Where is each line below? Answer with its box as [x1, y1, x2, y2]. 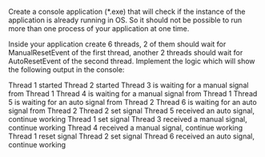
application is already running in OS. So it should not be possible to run [8, 15, 243, 25]
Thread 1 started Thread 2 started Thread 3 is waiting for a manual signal [8, 80, 249, 90]
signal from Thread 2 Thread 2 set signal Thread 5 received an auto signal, [8, 106, 255, 115]
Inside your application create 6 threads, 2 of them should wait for [8, 39, 227, 49]
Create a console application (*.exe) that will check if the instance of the [8, 7, 246, 16]
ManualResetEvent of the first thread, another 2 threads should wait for [8, 48, 243, 57]
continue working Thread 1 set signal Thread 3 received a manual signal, [8, 115, 248, 123]
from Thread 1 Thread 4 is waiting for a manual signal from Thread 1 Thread [8, 89, 258, 99]
